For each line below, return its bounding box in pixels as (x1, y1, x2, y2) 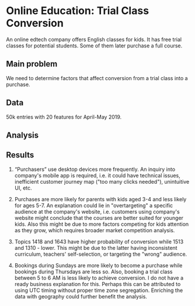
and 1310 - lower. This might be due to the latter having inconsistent (14, 244, 177, 251)
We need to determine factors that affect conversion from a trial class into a (6, 74, 188, 81)
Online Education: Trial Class (6, 4, 149, 18)
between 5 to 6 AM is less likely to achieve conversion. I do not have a (14, 274, 184, 281)
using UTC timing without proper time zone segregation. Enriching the (14, 287, 183, 294)
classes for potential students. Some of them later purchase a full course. (6, 42, 183, 49)
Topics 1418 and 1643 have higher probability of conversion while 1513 (14, 238, 184, 245)
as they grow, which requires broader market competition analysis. (14, 226, 175, 233)
